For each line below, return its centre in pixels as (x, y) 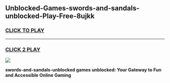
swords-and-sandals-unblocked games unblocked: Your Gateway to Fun (83, 69)
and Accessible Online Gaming (38, 75)
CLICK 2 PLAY (23, 49)
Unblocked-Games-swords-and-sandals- (73, 8)
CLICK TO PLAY (25, 31)
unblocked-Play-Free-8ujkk (50, 16)
